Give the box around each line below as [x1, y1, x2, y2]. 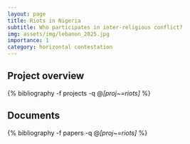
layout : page [7, 10, 46, 18]
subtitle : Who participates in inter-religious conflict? [7, 24, 183, 31]
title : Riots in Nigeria [7, 17, 81, 24]
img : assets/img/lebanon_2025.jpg [7, 30, 110, 38]
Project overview [7, 70, 85, 82]
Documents [7, 110, 60, 122]
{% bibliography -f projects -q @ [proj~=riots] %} [7, 88, 151, 97]
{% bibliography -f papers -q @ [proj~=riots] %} [7, 128, 148, 137]
